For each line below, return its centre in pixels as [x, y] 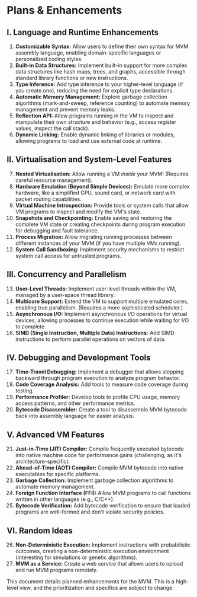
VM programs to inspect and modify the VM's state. [78, 212]
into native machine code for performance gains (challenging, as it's [98, 455]
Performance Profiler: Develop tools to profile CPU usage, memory [98, 397]
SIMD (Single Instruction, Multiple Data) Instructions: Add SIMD [95, 333]
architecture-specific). [43, 462]
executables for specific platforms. [58, 474]
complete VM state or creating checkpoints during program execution [100, 224]
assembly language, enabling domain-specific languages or [88, 53]
